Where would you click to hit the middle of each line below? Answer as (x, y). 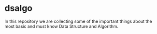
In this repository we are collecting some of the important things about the (78, 21)
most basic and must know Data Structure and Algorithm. (62, 26)
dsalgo (19, 8)
